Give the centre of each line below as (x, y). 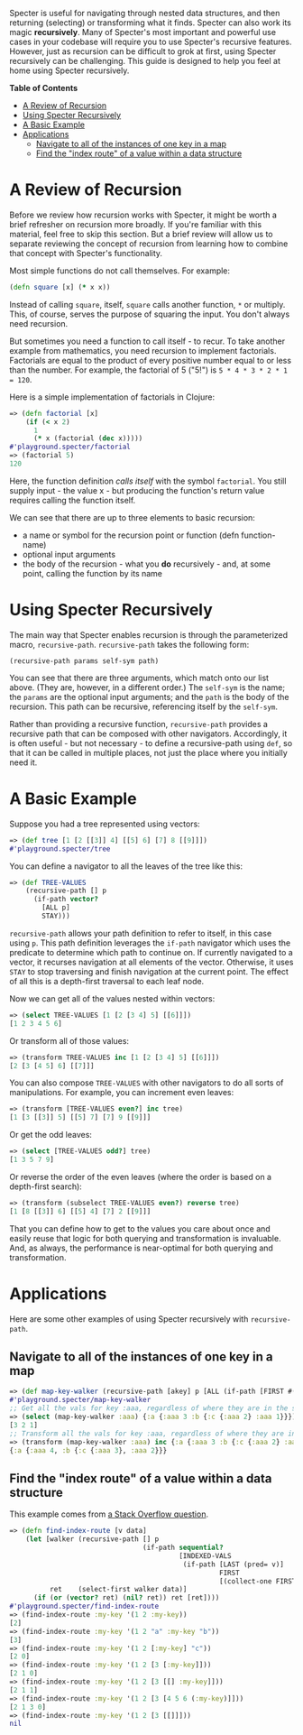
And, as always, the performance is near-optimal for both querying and (141, 1248)
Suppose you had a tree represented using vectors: (105, 824)
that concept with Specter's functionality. (86, 253)
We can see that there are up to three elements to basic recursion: (132, 517)
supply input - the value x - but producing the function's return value (137, 490)
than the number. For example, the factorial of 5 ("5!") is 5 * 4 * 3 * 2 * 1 (149, 370)
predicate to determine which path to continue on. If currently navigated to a (151, 952)
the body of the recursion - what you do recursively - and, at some (147, 564)
